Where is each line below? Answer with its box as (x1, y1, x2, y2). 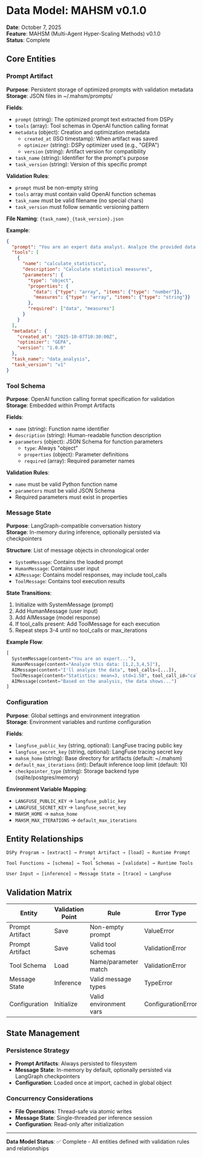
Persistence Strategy (6, 1046, 70, 1054)
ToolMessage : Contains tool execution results (14, 578, 125, 585)
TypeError (144, 979, 173, 987)
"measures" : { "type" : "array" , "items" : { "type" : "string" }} (33, 294, 191, 301)
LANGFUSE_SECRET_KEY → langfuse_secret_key (14, 804, 127, 811)
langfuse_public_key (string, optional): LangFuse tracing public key (14, 741, 182, 749)
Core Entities (6, 54, 56, 64)
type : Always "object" (24, 444, 79, 452)
